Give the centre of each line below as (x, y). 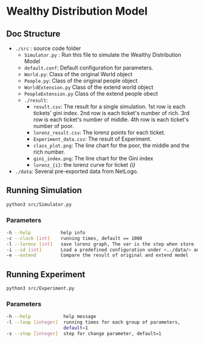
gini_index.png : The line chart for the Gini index (93, 158)
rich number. (49, 152)
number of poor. (53, 126)
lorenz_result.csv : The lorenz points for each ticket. (99, 133)
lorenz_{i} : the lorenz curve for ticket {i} (84, 165)
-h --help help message (51, 317)
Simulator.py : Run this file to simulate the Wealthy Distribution (103, 55)
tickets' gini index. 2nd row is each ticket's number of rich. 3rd (111, 113)
